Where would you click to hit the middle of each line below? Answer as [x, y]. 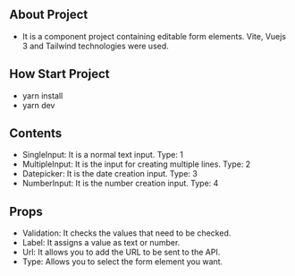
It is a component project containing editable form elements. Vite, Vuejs [154, 36]
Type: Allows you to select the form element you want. [122, 262]
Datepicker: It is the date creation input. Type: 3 [110, 174]
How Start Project [59, 74]
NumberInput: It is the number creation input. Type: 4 [120, 184]
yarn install [42, 95]
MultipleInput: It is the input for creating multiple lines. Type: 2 [136, 164]
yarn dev [38, 105]
